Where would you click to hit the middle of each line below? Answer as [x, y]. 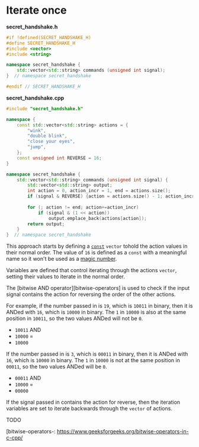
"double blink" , [47, 136]
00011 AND [28, 378]
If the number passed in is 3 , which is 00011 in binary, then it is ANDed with [97, 354]
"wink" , [37, 130]
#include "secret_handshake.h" [45, 108]
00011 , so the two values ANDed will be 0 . [57, 367]
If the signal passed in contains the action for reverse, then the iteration [93, 402]
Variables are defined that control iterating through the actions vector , [92, 270]
